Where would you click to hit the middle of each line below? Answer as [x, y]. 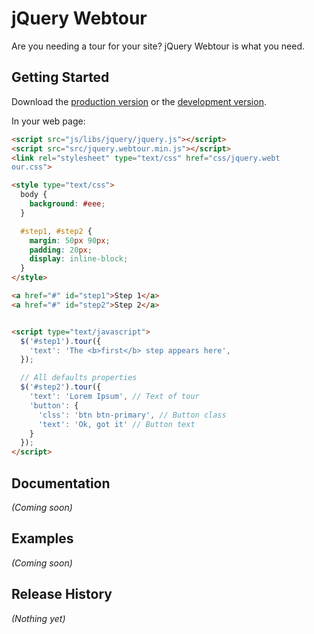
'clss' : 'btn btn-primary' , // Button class [132, 415]
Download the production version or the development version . [139, 101]
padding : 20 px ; [61, 250]
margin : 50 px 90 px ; [70, 240]
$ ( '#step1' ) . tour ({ [61, 341]
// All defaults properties [79, 378]
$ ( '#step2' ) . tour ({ [61, 387]
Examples [42, 538]
